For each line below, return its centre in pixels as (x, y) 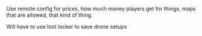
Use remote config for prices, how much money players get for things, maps (101, 9)
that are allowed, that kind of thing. (49, 15)
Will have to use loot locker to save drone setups (67, 27)
